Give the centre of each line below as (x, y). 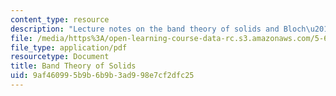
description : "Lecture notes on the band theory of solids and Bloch (158, 29)
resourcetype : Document (60, 57)
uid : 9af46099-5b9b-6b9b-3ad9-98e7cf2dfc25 (102, 76)
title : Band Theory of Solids (73, 66)
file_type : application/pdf (69, 47)
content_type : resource (60, 19)
